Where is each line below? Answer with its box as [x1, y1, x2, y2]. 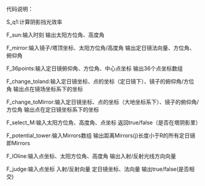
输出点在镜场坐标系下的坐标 [13, 85, 83, 93]
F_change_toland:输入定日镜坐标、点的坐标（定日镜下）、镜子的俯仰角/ [6, 78, 184, 85]
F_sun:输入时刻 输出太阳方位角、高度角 [6, 31, 105, 38]
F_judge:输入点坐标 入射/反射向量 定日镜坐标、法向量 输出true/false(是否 [6, 165, 190, 173]
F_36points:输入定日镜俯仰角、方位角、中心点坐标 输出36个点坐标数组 [6, 65, 183, 72]
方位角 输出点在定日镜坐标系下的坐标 [6, 106, 99, 113]
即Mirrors [6, 140, 31, 146]
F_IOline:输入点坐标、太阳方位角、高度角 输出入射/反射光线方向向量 [6, 152, 176, 160]
